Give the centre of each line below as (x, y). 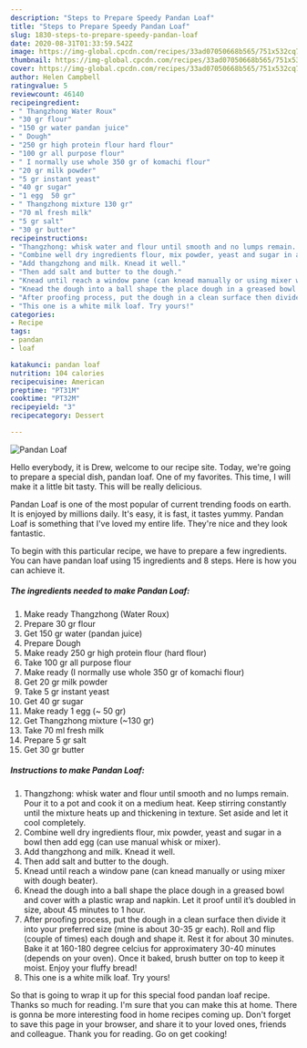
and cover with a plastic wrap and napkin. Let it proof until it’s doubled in (160, 899)
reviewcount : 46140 (47, 94)
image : (23, 52)
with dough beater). (61, 880)
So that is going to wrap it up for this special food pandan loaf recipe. (140, 995)
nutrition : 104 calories (57, 373)
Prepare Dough (52, 642)
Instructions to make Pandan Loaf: (77, 770)
